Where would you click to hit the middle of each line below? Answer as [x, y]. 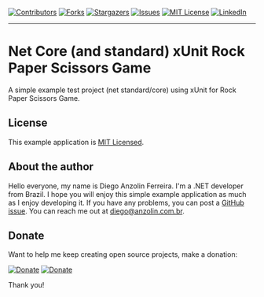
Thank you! [26, 285]
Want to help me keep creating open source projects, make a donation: [123, 254]
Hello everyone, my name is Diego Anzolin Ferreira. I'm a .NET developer [126, 186]
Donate [26, 235]
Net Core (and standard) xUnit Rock [126, 52]
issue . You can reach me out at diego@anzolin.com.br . [96, 211]
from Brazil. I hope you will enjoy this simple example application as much [127, 194]
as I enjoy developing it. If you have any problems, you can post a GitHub [126, 202]
